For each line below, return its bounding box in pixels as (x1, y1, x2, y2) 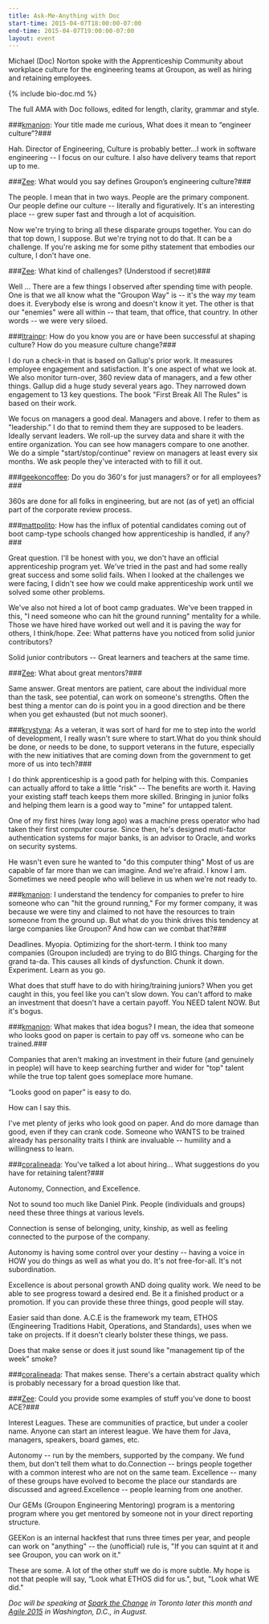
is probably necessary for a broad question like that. (8, 1378, 181, 1388)
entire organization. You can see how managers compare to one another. (8, 440, 250, 449)
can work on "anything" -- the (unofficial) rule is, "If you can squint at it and (8, 1541, 259, 1552)
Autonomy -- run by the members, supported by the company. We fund (8, 1450, 245, 1460)
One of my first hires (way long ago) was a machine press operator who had (8, 816, 260, 826)
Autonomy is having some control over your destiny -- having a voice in (8, 1248, 245, 1257)
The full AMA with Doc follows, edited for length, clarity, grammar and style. (8, 105, 259, 114)
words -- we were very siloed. (8, 316, 108, 326)
